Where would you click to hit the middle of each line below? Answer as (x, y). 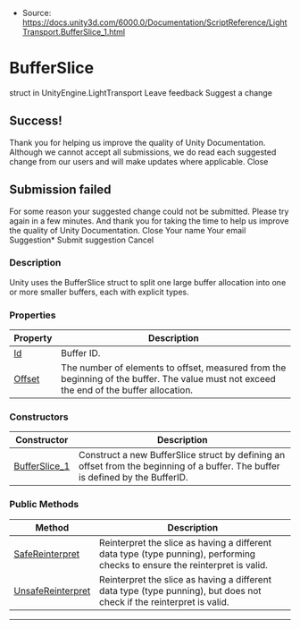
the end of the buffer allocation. (127, 390)
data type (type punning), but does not (180, 591)
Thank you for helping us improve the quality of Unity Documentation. (137, 142)
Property (33, 338)
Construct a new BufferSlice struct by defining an (182, 455)
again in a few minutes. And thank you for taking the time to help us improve (149, 221)
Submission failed (60, 190)
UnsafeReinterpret (52, 591)
